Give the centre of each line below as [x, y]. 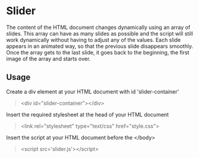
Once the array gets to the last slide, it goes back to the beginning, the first [98, 52]
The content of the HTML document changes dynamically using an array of [98, 27]
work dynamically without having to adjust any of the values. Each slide [94, 40]
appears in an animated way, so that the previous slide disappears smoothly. [100, 46]
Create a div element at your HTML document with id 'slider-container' [93, 91]
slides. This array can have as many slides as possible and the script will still [99, 33]
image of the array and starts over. [48, 59]
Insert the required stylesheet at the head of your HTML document [88, 114]
